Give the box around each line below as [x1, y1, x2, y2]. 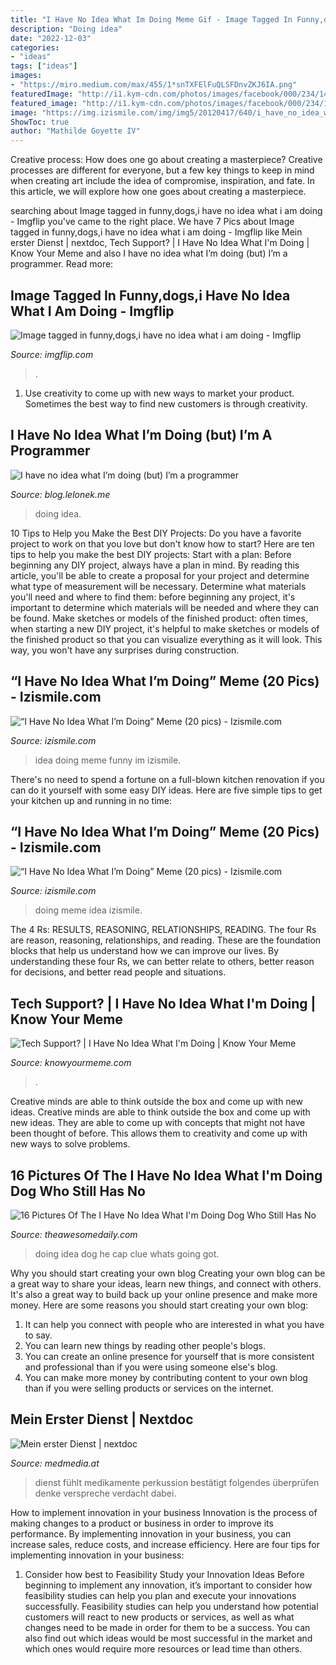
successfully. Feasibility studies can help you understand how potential [24, 1600, 319, 1612]
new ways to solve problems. [10, 1138, 131, 1150]
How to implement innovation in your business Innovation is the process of [10, 1506, 318, 1518]
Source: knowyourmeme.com [10, 1057, 132, 1069]
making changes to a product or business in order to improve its [10, 1517, 274, 1529]
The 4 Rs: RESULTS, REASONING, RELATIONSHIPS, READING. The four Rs [10, 924, 317, 936]
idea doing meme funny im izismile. [34, 754, 182, 766]
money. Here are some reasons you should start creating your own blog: [10, 1299, 309, 1311]
